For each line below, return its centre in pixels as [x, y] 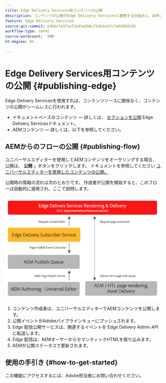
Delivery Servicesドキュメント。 [45, 123]
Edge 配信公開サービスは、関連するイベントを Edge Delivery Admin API [85, 327]
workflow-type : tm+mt [27, 31]
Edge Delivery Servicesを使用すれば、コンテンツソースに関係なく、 [74, 100]
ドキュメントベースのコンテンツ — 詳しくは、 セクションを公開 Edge [83, 117]
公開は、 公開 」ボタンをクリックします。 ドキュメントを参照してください [80, 166]
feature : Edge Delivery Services [40, 21]
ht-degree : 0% [20, 42]
